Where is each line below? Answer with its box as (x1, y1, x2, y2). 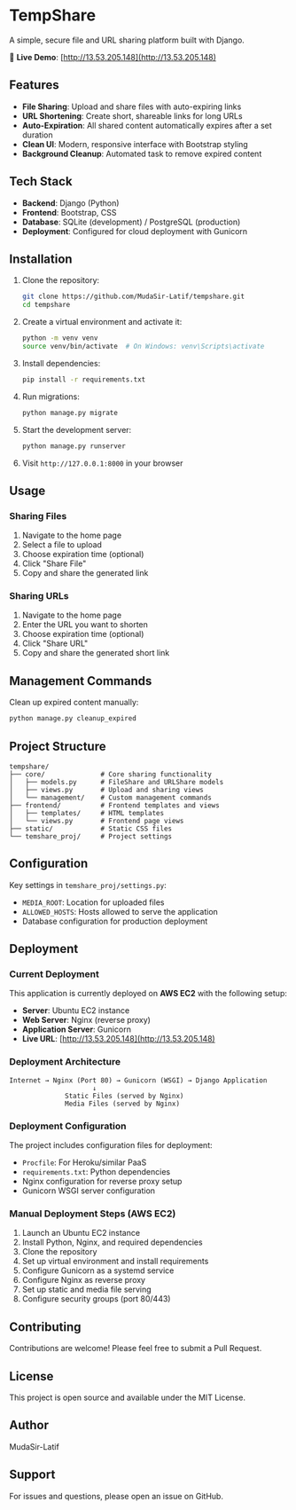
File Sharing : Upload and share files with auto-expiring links (21, 101, 242, 112)
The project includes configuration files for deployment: (9, 1140, 213, 1151)
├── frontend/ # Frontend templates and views (9, 800, 220, 810)
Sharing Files (9, 509, 67, 522)
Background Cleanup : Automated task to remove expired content (21, 148, 262, 159)
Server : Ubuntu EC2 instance (21, 1005, 130, 1016)
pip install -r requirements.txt (21, 374, 146, 384)
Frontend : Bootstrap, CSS (21, 207, 117, 217)
